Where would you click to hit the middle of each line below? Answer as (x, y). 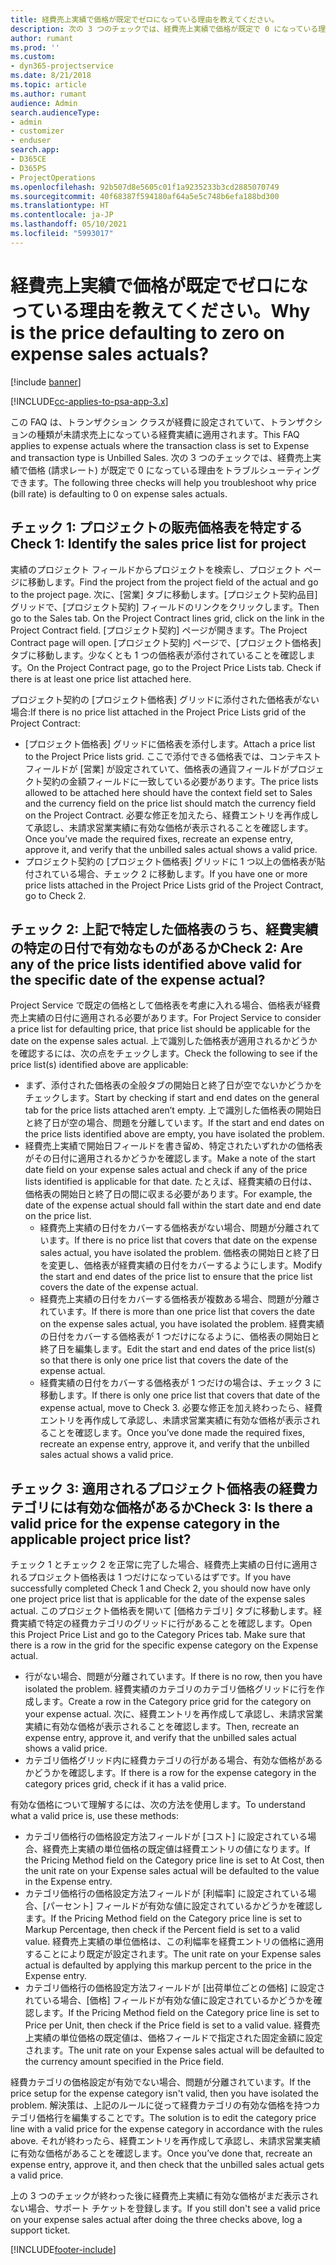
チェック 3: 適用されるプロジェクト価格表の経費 (158, 1488)
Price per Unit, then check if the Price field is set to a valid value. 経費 (168, 2025)
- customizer (37, 131)
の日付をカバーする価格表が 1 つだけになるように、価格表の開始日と (179, 1337)
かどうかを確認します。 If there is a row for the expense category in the (170, 1773)
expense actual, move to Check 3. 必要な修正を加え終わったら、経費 (181, 1408)
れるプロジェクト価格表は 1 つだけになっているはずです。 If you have (151, 1577)
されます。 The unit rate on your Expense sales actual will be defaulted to (174, 2050)
